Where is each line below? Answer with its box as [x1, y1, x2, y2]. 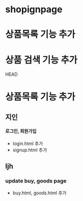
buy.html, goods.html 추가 [12, 190, 67, 196]
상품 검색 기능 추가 [5, 54, 77, 66]
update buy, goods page [5, 177, 67, 185]
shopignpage [5, 4, 63, 15]
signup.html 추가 [12, 147, 47, 153]
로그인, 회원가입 [5, 128, 37, 134]
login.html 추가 [12, 140, 43, 147]
